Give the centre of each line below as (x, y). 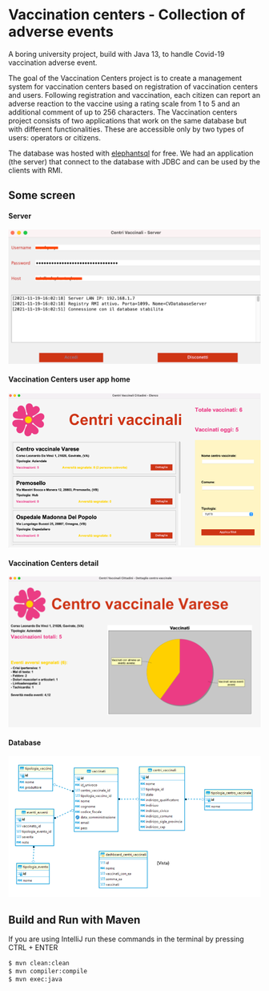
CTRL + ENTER (33, 948)
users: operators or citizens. (55, 137)
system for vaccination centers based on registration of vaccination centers (133, 87)
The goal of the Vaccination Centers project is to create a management (125, 78)
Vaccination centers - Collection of (127, 15)
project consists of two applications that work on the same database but (127, 120)
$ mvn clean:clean (39, 964)
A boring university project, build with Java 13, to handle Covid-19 (116, 54)
